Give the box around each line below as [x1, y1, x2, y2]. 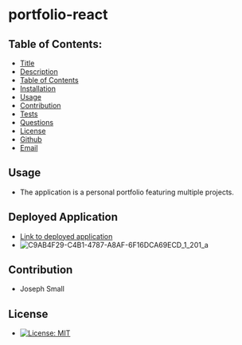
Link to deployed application [19, 231, 113, 241]
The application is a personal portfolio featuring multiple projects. [19, 187, 235, 197]
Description [19, 67, 58, 76]
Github [19, 135, 42, 144]
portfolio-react [8, 6, 108, 24]
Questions [19, 118, 54, 127]
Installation [19, 84, 57, 93]
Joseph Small [19, 284, 65, 294]
